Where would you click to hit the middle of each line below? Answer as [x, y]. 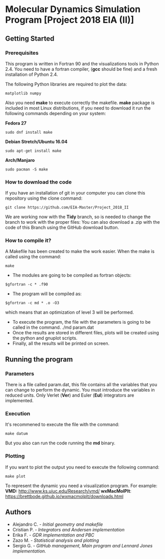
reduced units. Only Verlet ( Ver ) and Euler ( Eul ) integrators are [70, 395]
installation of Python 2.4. [32, 74]
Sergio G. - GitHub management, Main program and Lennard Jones [82, 545]
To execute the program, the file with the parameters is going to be [81, 322]
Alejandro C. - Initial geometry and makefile [58, 524]
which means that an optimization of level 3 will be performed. [70, 312]
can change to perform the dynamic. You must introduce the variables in [80, 390]
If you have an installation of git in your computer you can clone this [75, 193]
